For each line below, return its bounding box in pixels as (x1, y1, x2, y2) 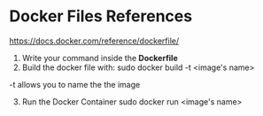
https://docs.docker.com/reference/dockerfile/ (9, 35, 180, 46)
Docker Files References (9, 6, 193, 27)
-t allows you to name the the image (9, 79, 141, 89)
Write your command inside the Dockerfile (21, 52, 179, 63)
